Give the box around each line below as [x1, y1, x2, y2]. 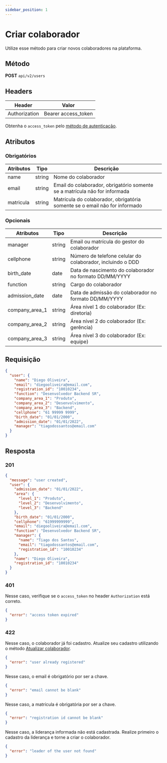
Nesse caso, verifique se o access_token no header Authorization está [5, 593, 150, 599]
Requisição [5, 355, 41, 363]
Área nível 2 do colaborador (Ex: [70, 318, 146, 325]
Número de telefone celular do [70, 253, 142, 259]
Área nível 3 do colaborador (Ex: [70, 332, 146, 339]
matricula [7, 199, 30, 206]
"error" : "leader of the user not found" [9, 749, 97, 754]
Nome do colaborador [53, 173, 105, 180]
